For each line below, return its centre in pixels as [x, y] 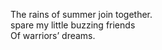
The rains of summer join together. [81, 14]
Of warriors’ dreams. [53, 35]
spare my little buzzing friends [73, 25]
